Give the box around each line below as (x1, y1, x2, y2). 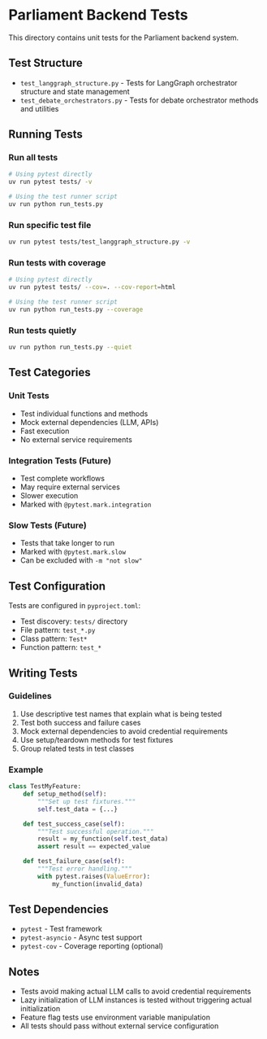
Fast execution (19, 426, 70, 436)
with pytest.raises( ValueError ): (37, 872, 151, 880)
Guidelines (8, 690, 52, 702)
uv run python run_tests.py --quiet (8, 344, 132, 352)
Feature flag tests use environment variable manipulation (19, 1012, 211, 1023)
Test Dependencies (8, 902, 109, 917)
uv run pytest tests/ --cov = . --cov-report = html (8, 283, 176, 292)
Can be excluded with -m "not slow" (19, 555, 143, 565)
